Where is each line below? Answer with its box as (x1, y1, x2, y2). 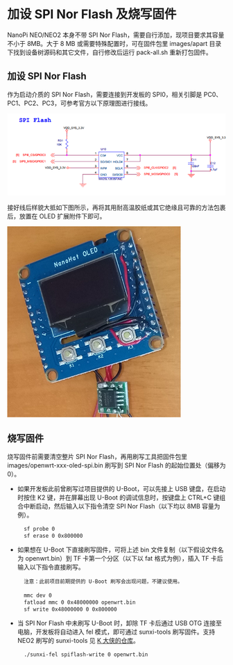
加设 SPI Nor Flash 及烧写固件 (7, 6, 177, 22)
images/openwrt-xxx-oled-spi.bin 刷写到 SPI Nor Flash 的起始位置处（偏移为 (7, 460, 226, 470)
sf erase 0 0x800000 (24, 532, 83, 539)
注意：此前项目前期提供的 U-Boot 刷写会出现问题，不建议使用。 (24, 578, 183, 585)
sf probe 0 (24, 525, 55, 532)
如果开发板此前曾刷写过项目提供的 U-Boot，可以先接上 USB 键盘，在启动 (17, 484, 226, 492)
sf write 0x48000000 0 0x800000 (24, 606, 117, 613)
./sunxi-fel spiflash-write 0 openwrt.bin (24, 651, 148, 658)
